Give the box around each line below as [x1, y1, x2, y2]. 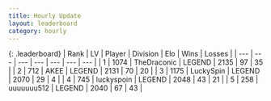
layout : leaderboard [8, 19, 78, 27]
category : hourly [8, 27, 67, 35]
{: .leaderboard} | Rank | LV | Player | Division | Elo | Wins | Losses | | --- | [8, 49, 253, 59]
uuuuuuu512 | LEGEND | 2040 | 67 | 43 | [8, 83, 143, 93]
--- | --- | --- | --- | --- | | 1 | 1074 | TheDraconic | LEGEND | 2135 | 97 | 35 [17, 57, 264, 67]
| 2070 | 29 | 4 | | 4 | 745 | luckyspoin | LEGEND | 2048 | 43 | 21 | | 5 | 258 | [8, 74, 259, 85]
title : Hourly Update [8, 11, 82, 20]
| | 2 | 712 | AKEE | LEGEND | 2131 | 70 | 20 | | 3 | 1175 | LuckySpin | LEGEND [8, 66, 260, 76]
